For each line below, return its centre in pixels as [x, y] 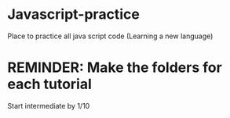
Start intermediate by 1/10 [49, 105]
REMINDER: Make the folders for [115, 68]
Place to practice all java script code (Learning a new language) [110, 36]
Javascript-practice [74, 14]
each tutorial [49, 84]
